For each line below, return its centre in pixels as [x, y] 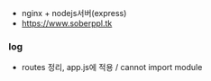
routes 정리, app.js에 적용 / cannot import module [112, 67]
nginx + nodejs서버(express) [74, 13]
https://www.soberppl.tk [67, 23]
